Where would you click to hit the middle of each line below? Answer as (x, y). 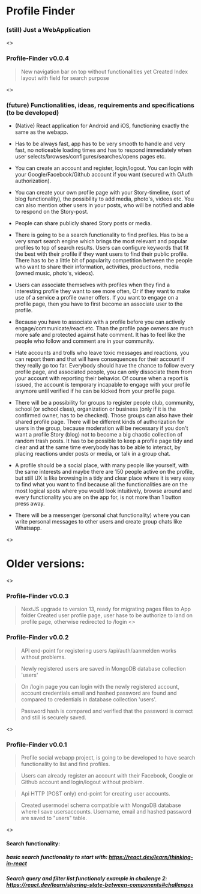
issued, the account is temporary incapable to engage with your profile (103, 385)
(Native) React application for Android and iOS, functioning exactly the (102, 126)
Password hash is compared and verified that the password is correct (107, 711)
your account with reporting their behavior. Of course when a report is (102, 378)
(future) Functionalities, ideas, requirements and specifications (100, 105)
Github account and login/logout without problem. (82, 782)
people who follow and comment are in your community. (85, 341)
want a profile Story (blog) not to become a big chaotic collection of (99, 435)
